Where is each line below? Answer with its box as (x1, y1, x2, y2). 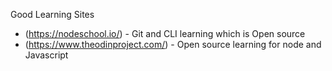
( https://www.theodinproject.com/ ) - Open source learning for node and (24, 39, 322, 50)
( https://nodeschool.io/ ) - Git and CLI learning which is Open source (24, 28, 306, 39)
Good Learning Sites (10, 9, 95, 20)
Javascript (24, 49, 69, 61)
